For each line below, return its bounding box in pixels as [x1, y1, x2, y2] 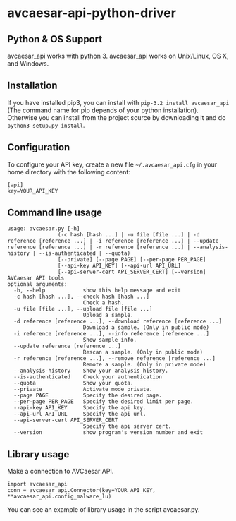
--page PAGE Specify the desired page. [13, 392, 162, 400]
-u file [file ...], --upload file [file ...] [13, 306, 153, 313]
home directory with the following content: [7, 167, 130, 176]
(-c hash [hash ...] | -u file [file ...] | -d [57, 232, 200, 239]
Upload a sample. [82, 312, 134, 319]
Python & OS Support [7, 33, 103, 45]
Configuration [7, 141, 70, 153]
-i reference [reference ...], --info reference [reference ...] [13, 330, 210, 337]
